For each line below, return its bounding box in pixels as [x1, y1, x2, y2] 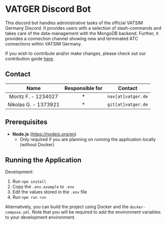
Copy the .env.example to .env [12, 184, 74, 190]
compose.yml [5, 210, 30, 215]
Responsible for [64, 85, 103, 91]
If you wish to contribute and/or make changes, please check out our [5, 50, 146, 56]
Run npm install [12, 179, 47, 184]
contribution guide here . [5, 55, 55, 61]
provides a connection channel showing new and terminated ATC [5, 36, 138, 42]
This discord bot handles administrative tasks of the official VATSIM [5, 20, 143, 26]
